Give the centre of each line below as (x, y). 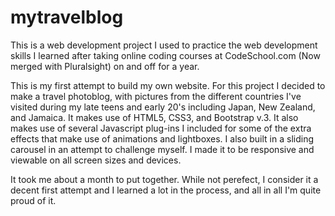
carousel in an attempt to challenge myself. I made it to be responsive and (162, 149)
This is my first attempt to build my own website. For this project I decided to (168, 85)
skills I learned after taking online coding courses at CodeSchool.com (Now (165, 55)
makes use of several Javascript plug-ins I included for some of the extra (161, 128)
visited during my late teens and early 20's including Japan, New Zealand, (163, 107)
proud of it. (33, 200)
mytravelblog (67, 17)
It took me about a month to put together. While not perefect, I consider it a (164, 179)
